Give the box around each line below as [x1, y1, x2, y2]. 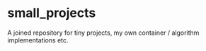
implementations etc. [7, 35, 69, 44]
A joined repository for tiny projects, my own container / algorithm [7, 28, 200, 37]
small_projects [7, 5, 96, 21]
